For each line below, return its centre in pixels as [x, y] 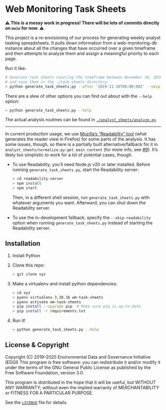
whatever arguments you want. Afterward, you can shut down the [79, 203]
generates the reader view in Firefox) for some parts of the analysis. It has [81, 139]
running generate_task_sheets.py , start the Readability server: [76, 170]
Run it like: [16, 68]
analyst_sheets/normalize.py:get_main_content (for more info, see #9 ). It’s [82, 150]
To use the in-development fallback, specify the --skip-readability [81, 218]
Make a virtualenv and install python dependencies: [65, 283]
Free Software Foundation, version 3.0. [45, 372]
